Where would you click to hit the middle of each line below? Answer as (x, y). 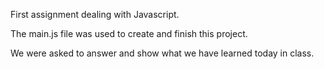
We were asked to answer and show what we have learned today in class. (162, 53)
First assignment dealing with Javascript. (95, 14)
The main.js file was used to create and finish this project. (129, 33)
